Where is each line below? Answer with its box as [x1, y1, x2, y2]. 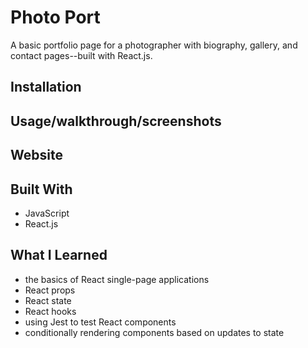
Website [10, 147, 63, 164]
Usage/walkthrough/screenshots [10, 112, 222, 130]
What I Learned [10, 247, 108, 264]
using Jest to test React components [24, 316, 177, 328]
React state [24, 294, 72, 306]
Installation [10, 79, 82, 96]
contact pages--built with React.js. [10, 49, 153, 61]
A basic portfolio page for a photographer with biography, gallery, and [10, 39, 298, 51]
